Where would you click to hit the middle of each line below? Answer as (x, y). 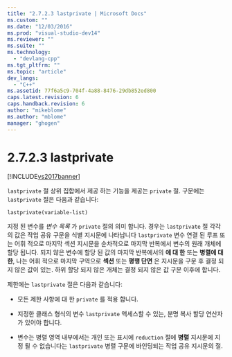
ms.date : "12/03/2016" (40, 26)
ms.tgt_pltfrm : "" (34, 65)
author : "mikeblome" (37, 110)
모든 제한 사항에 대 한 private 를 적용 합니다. (78, 299)
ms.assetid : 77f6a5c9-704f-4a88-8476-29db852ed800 (82, 91)
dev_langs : (23, 78)
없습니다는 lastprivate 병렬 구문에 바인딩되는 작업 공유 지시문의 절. (131, 346)
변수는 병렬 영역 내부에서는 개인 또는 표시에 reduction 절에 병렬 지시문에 (115, 338)
